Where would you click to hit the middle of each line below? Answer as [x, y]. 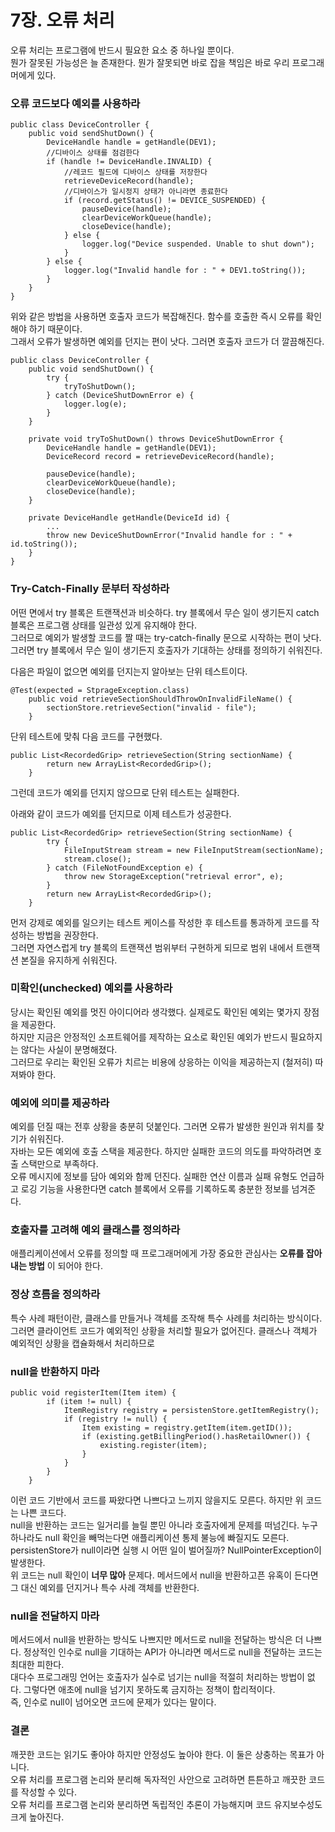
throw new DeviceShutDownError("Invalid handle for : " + [169, 536]
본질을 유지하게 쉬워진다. [69, 960]
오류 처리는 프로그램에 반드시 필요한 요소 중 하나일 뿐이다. [122, 50]
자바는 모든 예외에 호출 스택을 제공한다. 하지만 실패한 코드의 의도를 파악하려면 [161, 1152]
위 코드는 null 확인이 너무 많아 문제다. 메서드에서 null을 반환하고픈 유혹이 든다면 [164, 1575]
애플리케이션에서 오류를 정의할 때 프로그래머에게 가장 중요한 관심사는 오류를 [157, 1253]
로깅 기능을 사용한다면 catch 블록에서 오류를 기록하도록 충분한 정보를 [155, 1189]
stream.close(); [97, 859]
